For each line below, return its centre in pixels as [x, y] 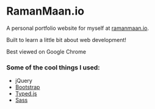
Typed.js [26, 94]
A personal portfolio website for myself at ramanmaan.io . [78, 28]
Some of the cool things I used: [53, 67]
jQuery [23, 81]
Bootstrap [27, 87]
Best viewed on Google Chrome [46, 51]
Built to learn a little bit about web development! [67, 40]
